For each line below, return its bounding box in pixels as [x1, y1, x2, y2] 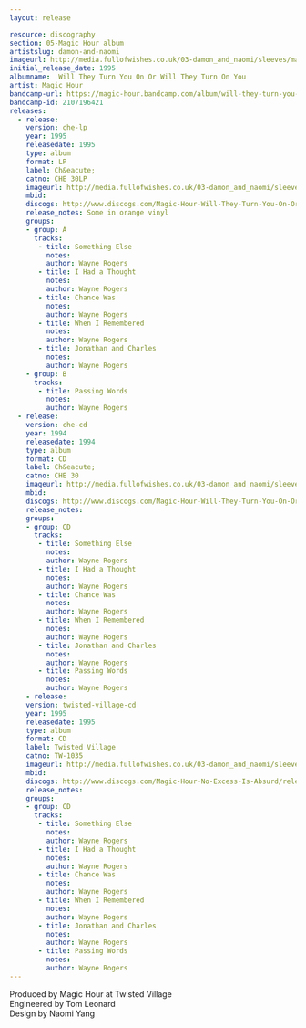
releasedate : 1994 [25, 437, 96, 446]
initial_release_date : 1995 [9, 64, 117, 73]
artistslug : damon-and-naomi [9, 47, 120, 56]
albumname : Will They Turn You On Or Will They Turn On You [9, 72, 247, 82]
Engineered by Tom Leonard [9, 998, 116, 1009]
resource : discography [9, 29, 96, 39]
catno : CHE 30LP [25, 174, 88, 184]
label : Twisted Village [25, 743, 117, 752]
